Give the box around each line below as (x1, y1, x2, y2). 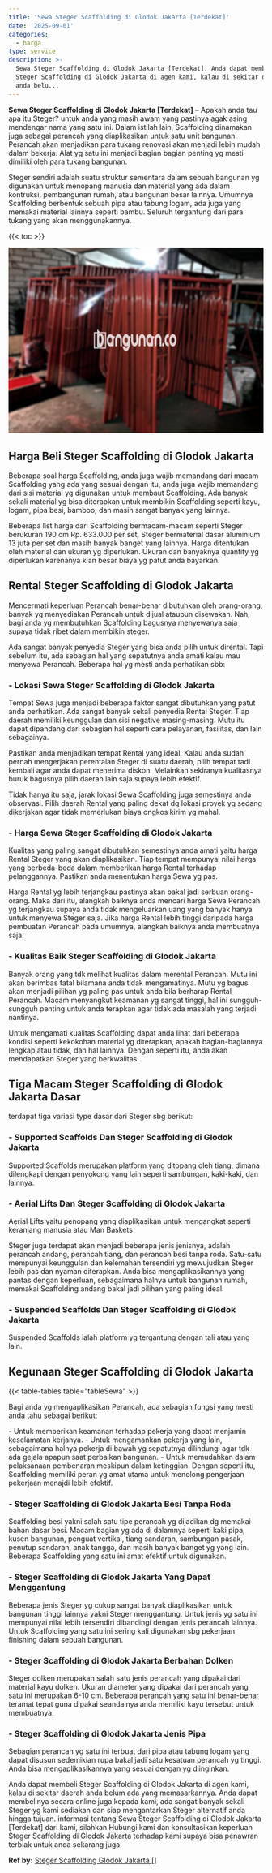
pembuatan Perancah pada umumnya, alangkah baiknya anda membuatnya (8, 922, 261, 932)
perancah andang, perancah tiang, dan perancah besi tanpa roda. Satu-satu (8, 1250, 262, 1259)
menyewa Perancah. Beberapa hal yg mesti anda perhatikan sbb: (8, 659, 226, 669)
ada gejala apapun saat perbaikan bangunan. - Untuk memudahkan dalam (8, 1453, 256, 1462)
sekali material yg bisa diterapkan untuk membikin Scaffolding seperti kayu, (8, 496, 261, 506)
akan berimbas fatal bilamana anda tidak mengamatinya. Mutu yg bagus (8, 978, 249, 988)
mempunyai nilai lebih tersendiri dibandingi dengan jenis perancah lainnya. (8, 1617, 257, 1627)
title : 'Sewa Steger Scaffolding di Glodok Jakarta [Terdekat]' (8, 13, 230, 21)
